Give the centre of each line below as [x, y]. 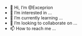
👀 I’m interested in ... [31, 13]
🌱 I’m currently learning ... [36, 18]
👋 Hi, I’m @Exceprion [31, 8]
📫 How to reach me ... [33, 28]
